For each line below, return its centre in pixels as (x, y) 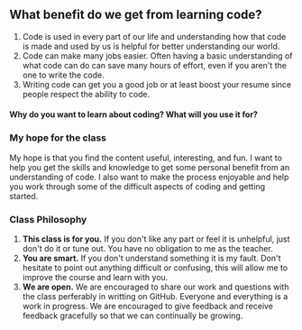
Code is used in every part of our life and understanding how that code (154, 36)
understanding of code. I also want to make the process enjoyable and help (149, 177)
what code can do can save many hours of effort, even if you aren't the (154, 65)
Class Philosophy (48, 219)
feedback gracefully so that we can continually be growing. (133, 316)
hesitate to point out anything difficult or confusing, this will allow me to (155, 268)
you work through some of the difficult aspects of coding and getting (137, 186)
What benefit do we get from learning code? (136, 15)
